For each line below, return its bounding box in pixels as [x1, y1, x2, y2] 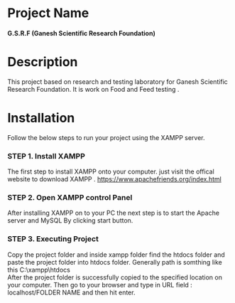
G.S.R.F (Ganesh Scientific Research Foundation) [7, 28, 156, 37]
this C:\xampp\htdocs [7, 265, 71, 274]
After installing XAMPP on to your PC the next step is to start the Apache [7, 208, 220, 218]
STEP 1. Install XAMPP [7, 151, 85, 161]
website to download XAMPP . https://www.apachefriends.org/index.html [7, 174, 222, 183]
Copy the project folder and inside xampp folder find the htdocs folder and [7, 250, 225, 259]
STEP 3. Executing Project [7, 234, 99, 244]
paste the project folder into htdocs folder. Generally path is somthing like [7, 257, 222, 266]
